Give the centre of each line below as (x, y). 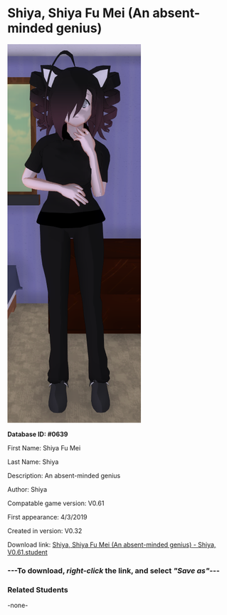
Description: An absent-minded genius (64, 475)
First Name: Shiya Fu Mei (44, 448)
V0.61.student (27, 552)
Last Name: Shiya (33, 462)
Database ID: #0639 (38, 434)
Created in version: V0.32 (45, 531)
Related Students (38, 589)
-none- (18, 605)
